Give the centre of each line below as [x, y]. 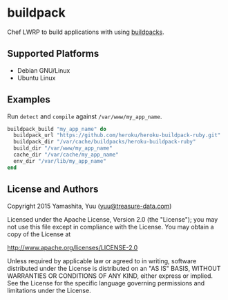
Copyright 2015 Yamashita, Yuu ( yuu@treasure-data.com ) [89, 206]
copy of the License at [39, 234]
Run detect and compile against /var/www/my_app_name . [85, 116]
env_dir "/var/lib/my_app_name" [60, 161]
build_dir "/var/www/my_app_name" [63, 148]
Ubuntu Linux [36, 78]
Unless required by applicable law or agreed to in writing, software [102, 261]
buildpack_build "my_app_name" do [57, 129]
